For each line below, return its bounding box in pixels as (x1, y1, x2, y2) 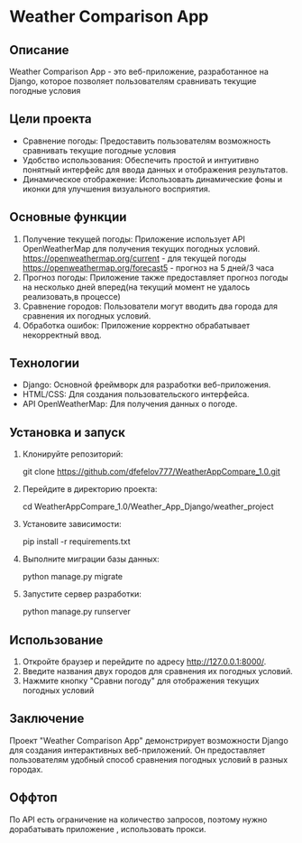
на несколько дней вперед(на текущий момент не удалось (22, 282, 251, 292)
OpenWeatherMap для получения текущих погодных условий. (22, 243, 261, 254)
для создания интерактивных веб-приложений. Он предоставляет (9, 745, 266, 755)
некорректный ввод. (22, 329, 102, 340)
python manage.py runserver (22, 607, 131, 617)
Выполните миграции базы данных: (22, 553, 160, 565)
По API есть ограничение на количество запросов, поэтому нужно (9, 814, 268, 825)
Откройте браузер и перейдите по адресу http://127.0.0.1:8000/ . (22, 656, 267, 667)
